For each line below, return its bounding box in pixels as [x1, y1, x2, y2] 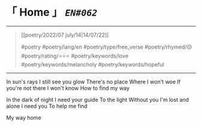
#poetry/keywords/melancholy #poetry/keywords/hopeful [20, 61, 164, 68]
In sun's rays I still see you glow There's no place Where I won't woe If [6, 78, 181, 85]
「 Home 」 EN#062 [6, 5, 98, 19]
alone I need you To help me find [6, 102, 88, 110]
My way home [6, 114, 41, 121]
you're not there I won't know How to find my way [6, 84, 130, 92]
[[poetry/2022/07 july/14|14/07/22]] [20, 31, 109, 38]
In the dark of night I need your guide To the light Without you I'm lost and [6, 96, 189, 103]
